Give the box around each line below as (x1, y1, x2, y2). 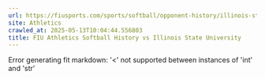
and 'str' (8, 64, 35, 73)
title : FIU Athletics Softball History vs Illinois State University (8, 33, 242, 42)
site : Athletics (8, 19, 62, 27)
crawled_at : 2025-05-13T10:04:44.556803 (8, 26, 144, 34)
